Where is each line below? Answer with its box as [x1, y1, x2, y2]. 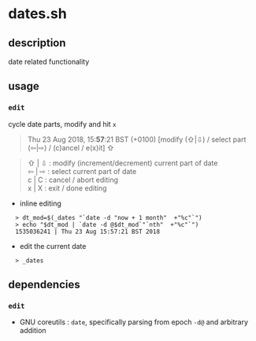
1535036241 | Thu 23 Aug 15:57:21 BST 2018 [15, 228, 160, 235]
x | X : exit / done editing [27, 183, 108, 193]
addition [19, 326, 46, 335]
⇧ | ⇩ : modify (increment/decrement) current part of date [27, 158, 218, 168]
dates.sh [8, 5, 67, 23]
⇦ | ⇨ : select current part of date [27, 166, 137, 176]
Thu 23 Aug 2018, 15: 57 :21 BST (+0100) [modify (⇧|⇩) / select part [27, 135, 247, 144]
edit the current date [19, 241, 87, 250]
